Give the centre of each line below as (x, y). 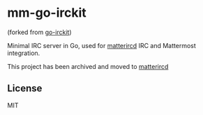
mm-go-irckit (47, 13)
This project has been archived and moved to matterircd (88, 66)
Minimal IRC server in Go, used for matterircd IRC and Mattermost (102, 45)
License (25, 89)
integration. (24, 53)
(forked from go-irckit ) (39, 32)
